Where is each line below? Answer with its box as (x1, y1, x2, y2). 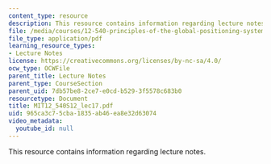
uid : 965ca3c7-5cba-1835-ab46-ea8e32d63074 (8, 110, 157, 118)
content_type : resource (8, 11, 89, 20)
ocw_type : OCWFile (8, 65, 70, 73)
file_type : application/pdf (8, 34, 103, 43)
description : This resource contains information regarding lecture (8, 19, 244, 27)
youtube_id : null (15, 124, 74, 132)
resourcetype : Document (8, 95, 89, 103)
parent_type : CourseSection (8, 79, 103, 87)
